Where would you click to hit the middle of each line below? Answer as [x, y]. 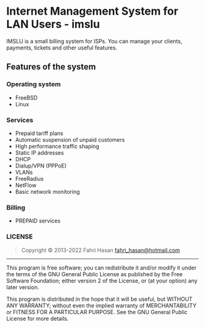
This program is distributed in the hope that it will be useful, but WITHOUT [99, 299]
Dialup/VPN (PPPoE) [41, 166]
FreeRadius [29, 178]
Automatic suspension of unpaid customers [70, 139]
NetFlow [26, 185]
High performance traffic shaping [57, 146]
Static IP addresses [39, 152]
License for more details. [38, 318]
